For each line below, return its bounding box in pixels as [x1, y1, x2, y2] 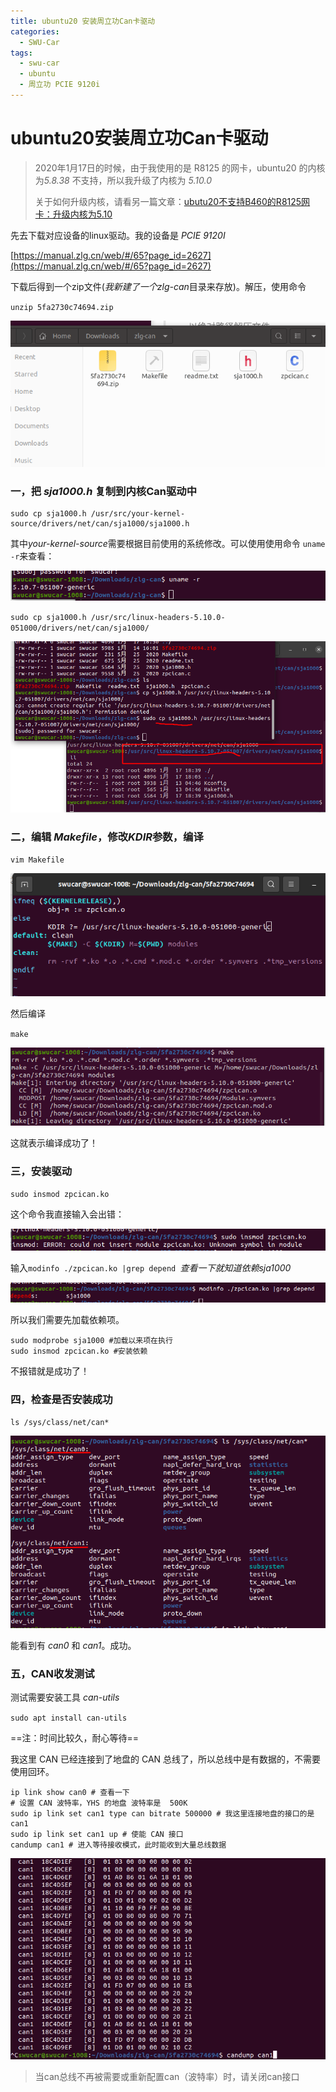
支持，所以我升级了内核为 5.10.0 [80, 174, 212, 186]
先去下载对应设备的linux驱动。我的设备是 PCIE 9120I [10, 229, 226, 241]
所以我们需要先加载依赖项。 [10, 1314, 125, 1326]
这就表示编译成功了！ [10, 1137, 98, 1149]
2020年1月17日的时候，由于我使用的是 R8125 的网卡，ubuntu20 [34, 161, 297, 174]
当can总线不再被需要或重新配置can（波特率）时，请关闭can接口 [34, 2070, 300, 2082]
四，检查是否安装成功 [10, 1393, 113, 1407]
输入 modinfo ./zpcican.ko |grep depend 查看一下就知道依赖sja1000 [10, 1262, 292, 1274]
